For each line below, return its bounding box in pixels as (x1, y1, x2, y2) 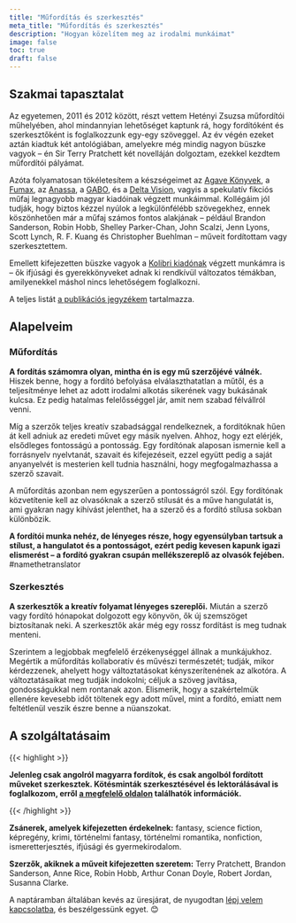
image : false (9, 37, 57, 47)
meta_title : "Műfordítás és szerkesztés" (9, 21, 164, 30)
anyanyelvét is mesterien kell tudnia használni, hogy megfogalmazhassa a (9, 458, 278, 469)
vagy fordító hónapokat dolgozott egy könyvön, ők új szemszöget (9, 610, 248, 621)
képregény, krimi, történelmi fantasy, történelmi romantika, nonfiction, (9, 832, 262, 842)
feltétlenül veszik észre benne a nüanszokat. (9, 702, 171, 713)
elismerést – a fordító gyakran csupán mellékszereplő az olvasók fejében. (9, 549, 285, 560)
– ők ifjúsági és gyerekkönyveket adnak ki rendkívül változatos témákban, (9, 267, 277, 277)
